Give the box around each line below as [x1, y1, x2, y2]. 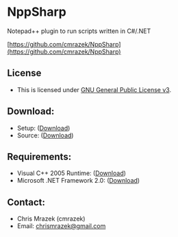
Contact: [7, 196, 46, 208]
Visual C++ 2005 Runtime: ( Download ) [16, 169, 127, 177]
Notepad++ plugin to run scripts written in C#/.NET [7, 27, 151, 35]
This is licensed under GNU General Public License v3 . [16, 85, 172, 93]
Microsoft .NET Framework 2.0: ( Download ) [16, 177, 140, 185]
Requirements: [7, 150, 72, 162]
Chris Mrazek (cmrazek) [16, 214, 86, 223]
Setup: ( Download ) [16, 124, 71, 132]
